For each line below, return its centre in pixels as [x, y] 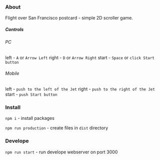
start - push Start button [31, 94]
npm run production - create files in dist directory [57, 128]
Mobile [12, 73]
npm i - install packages [30, 118]
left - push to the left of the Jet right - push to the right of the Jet [80, 89]
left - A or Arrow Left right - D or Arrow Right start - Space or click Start [80, 57]
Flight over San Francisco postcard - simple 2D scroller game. [69, 18]
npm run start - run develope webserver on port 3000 [61, 152]
